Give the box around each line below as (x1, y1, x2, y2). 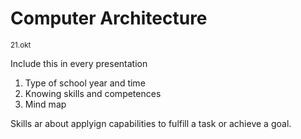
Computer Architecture (10, 7, 208, 30)
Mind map (24, 98, 67, 110)
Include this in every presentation (10, 57, 148, 69)
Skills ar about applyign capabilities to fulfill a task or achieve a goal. (10, 117, 292, 129)
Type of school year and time (24, 77, 146, 89)
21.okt (10, 40, 32, 50)
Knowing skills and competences (24, 87, 162, 99)
